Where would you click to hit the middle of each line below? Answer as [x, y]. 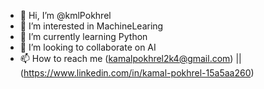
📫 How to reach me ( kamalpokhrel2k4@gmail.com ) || [130, 58]
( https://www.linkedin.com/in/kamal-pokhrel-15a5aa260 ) [137, 73]
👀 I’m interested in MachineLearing [91, 26]
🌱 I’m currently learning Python [83, 36]
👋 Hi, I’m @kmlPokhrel [65, 15]
